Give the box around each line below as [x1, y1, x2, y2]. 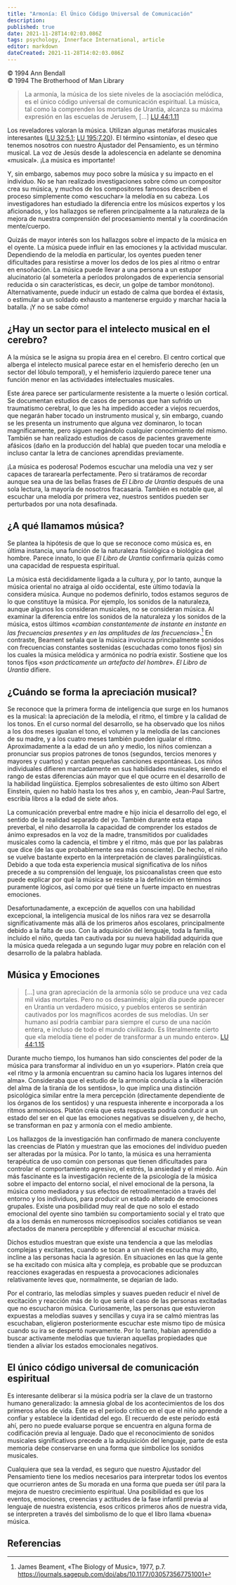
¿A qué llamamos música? [7, 520, 125, 532]
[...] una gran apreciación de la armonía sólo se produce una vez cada [24, 988, 228, 996]
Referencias [7, 1537, 62, 1549]
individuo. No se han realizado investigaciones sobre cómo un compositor [7, 177, 222, 185]
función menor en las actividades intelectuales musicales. [7, 375, 175, 383]
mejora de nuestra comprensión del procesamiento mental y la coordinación [7, 214, 228, 222]
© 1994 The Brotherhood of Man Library [7, 76, 124, 84]
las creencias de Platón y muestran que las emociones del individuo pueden [7, 1142, 228, 1150]
